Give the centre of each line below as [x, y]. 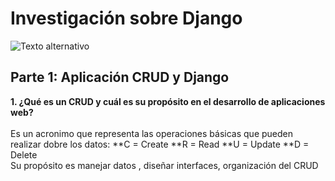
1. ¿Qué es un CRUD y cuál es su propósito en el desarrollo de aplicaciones [168, 101]
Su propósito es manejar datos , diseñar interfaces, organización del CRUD [164, 165]
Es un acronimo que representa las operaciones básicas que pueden [151, 133]
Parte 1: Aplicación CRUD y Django [120, 77]
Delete [24, 154]
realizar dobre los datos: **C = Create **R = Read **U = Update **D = [160, 144]
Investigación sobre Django [126, 18]
